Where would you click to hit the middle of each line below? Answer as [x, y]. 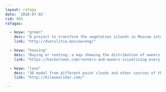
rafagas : [14, 23]
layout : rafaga [21, 10]
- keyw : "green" [26, 32]
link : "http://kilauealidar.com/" [49, 77]
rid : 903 [14, 19]
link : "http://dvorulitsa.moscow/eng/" [55, 42]
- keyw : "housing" [29, 50]
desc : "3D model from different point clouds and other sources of [85, 73]
